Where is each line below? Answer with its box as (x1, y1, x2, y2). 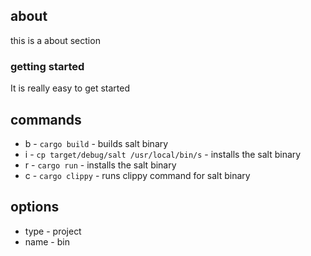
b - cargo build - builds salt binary (24, 137, 169, 149)
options (10, 199, 60, 216)
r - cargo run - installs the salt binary (24, 159, 177, 171)
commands (10, 111, 82, 128)
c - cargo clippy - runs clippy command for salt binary (24, 169, 251, 181)
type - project (24, 225, 82, 237)
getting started (10, 59, 85, 73)
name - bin (24, 235, 70, 248)
